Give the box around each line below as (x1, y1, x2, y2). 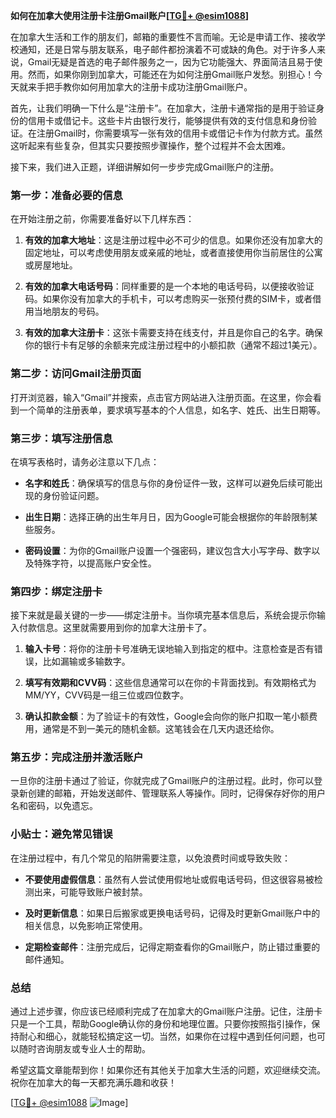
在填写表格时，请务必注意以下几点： (10, 455, 160, 468)
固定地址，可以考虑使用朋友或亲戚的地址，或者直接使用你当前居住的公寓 (24, 247, 323, 259)
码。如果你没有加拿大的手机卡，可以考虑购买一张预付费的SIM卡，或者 (24, 293, 313, 305)
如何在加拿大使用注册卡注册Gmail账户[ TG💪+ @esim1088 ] (10, 10, 250, 21)
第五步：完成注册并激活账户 (10, 750, 144, 764)
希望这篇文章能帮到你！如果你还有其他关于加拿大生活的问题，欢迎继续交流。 (10, 1064, 326, 1076)
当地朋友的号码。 (33, 305, 105, 318)
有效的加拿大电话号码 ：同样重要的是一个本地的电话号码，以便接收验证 (24, 280, 315, 293)
